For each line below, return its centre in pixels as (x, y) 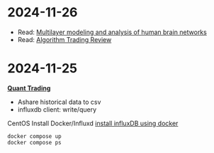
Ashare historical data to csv (59, 102)
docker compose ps (34, 142)
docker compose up (34, 136)
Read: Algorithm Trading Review (64, 39)
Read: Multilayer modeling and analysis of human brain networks (112, 32)
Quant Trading (29, 88)
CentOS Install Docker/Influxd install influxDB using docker (93, 123)
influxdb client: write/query (57, 109)
